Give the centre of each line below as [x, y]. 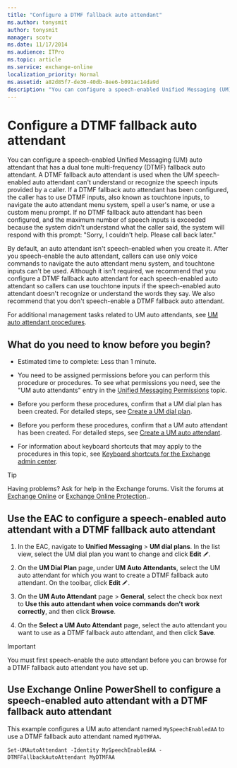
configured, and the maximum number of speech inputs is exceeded [107, 220]
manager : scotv [30, 37]
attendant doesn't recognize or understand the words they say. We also [111, 294]
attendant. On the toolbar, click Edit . [74, 582]
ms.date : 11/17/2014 [38, 45]
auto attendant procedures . [47, 322]
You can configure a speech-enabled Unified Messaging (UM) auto [105, 160]
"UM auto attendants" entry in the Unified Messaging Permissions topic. [122, 390]
